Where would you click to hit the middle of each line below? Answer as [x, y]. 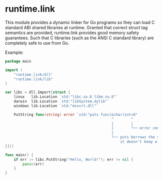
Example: [14, 52]
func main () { [19, 155]
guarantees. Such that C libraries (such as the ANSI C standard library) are [80, 38]
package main [18, 61]
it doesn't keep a [139, 142]
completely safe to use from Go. [37, 43]
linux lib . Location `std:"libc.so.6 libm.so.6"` [66, 97]
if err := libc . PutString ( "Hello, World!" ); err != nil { [73, 159]
